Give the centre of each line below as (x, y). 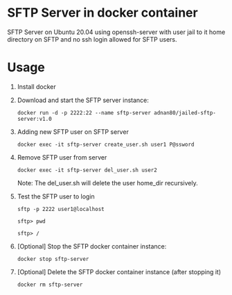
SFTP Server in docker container (103, 13)
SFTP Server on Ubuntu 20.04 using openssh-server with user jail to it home (116, 32)
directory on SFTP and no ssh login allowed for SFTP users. (92, 39)
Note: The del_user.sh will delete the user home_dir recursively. (108, 183)
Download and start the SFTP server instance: (83, 100)
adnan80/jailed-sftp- (185, 112)
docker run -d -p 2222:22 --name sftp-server (84, 112)
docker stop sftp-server (53, 259)
